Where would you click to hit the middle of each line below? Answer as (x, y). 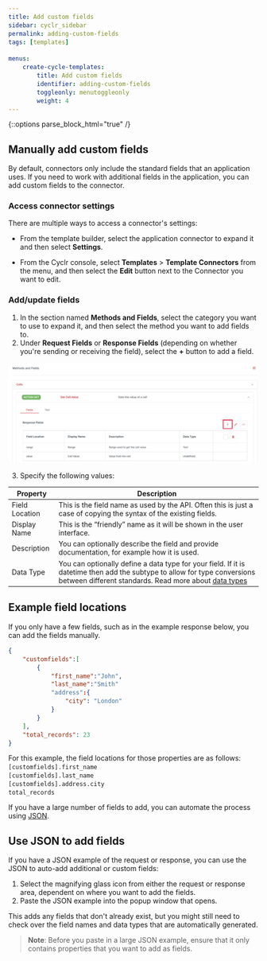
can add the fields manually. (54, 635)
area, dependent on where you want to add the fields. (108, 893)
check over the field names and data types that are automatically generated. (133, 925)
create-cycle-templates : (64, 68)
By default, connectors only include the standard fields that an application (129, 169)
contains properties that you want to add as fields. (110, 949)
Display (24, 524)
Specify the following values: (67, 476)
